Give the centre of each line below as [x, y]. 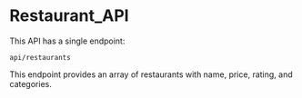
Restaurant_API [69, 16]
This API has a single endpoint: [67, 41]
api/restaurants [40, 57]
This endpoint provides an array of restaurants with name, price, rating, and [151, 74]
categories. [30, 83]
